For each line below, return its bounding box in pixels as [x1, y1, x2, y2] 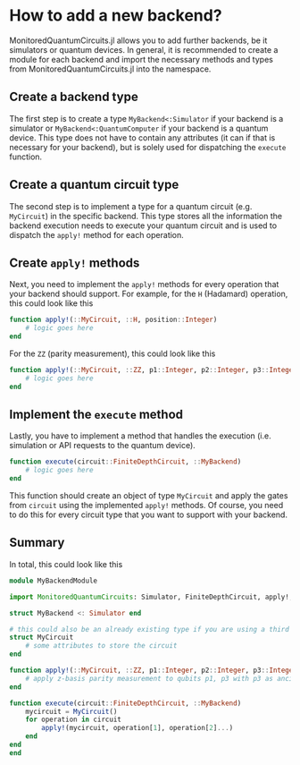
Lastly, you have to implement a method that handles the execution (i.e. [9, 430, 271, 441]
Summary [9, 535, 65, 550]
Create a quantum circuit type [9, 177, 179, 192]
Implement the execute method [9, 407, 184, 422]
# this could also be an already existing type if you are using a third [9, 625, 290, 633]
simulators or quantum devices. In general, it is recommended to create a [9, 44, 279, 55]
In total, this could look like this [9, 558, 123, 569]
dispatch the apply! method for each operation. [9, 229, 185, 240]
